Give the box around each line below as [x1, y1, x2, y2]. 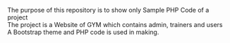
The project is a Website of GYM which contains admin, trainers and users [7, 21, 223, 28]
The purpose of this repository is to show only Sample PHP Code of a [7, 6, 210, 14]
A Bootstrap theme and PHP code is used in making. [7, 28, 159, 36]
